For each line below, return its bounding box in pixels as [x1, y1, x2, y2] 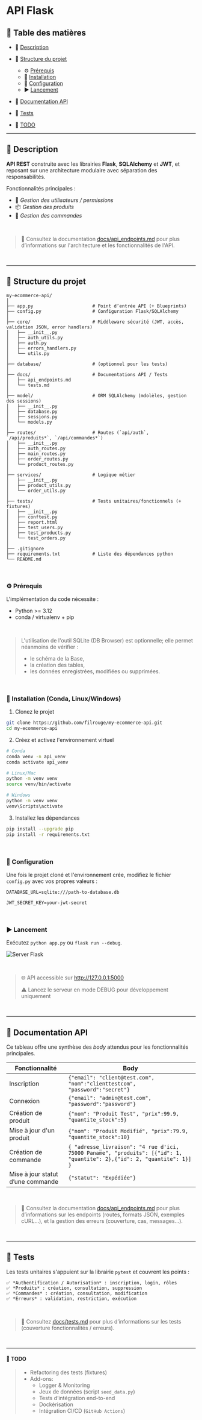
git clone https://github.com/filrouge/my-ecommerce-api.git [6, 720, 163, 726]
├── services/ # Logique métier [6, 471, 136, 478]
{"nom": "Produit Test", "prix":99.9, [68, 1110, 179, 1117]
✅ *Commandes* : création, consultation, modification [6, 1290, 148, 1296]
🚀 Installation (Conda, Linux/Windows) [6, 694, 121, 703]
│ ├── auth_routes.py [6, 445, 66, 451]
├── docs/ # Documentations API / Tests [6, 371, 168, 377]
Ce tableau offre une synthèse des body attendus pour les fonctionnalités [6, 1043, 189, 1051]
